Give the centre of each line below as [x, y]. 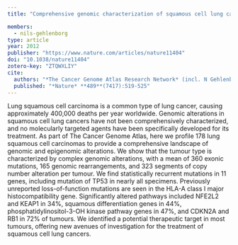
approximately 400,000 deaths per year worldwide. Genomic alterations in [116, 113]
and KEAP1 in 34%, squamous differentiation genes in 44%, [95, 204]
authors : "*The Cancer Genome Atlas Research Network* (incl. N [110, 79]
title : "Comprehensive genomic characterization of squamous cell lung [115, 14]
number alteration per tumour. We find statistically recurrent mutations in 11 [117, 173]
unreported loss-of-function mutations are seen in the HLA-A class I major [116, 189]
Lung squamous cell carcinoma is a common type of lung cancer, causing [115, 106]
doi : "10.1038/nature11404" [49, 60]
